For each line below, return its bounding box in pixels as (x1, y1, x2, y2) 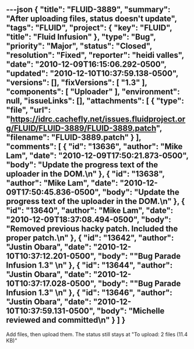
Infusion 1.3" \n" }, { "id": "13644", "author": (6, 260, 173, 271)
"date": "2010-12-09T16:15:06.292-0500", (6, 60, 167, 70)
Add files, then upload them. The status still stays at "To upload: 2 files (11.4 (6, 330, 188, 338)
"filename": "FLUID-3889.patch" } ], (6, 133, 142, 143)
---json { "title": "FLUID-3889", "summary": (6, 5, 171, 15)
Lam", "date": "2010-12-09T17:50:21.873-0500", (6, 151, 189, 161)
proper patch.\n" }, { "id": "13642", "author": (6, 233, 174, 243)
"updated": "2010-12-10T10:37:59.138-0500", (6, 68, 179, 78)
